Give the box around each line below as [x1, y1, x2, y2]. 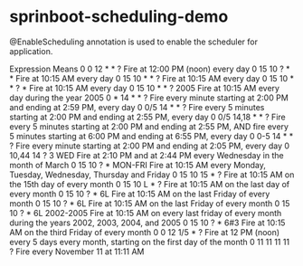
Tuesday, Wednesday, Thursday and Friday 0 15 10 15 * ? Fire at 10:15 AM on [9, 169, 295, 180]
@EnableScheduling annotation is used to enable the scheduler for [9, 36, 258, 47]
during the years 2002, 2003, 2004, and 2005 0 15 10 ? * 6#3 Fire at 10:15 [9, 217, 286, 228]
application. [9, 45, 53, 56]
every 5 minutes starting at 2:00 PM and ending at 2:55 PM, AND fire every [9, 120, 289, 132]
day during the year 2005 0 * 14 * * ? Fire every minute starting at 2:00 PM [9, 92, 289, 103]
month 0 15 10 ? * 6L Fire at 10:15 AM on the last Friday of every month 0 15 [9, 197, 290, 209]
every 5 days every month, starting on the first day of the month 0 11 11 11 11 [9, 236, 290, 247]
